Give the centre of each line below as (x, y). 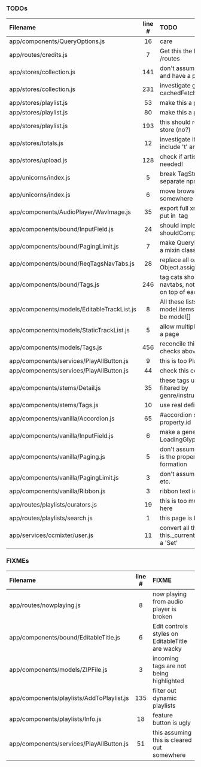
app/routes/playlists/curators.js (53, 505)
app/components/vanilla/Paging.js (57, 457)
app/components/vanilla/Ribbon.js (57, 491)
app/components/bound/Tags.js (54, 284)
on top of (172, 292)
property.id (175, 422)
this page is (176, 518)
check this (174, 371)
